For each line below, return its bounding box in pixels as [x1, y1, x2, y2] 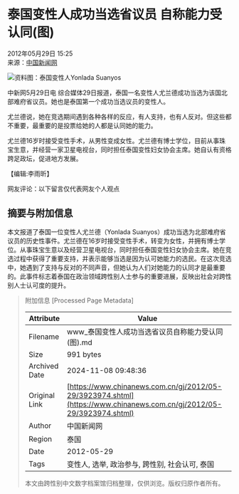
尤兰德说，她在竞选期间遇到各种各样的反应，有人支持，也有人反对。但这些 [7, 112, 225, 121]
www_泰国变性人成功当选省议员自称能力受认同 [66, 327, 223, 337]
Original [28, 390, 55, 400]
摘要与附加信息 [7, 207, 73, 219]
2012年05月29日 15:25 [7, 49, 73, 58]
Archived [28, 361, 59, 371]
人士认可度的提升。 [13, 280, 70, 289]
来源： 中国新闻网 [7, 58, 58, 66]
